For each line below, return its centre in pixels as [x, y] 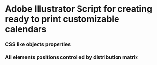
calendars [26, 29]
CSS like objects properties [38, 44]
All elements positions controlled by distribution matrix [72, 57]
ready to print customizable [62, 19]
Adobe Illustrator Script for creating [79, 9]
